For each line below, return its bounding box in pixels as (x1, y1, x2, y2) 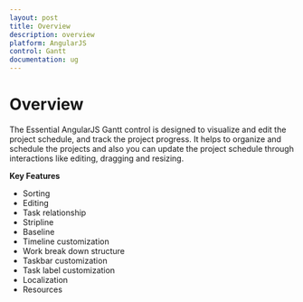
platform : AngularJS (9, 38, 88, 48)
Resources (22, 284, 63, 295)
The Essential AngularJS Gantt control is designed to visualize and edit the (9, 124, 287, 135)
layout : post (9, 13, 59, 23)
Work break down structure (22, 245, 125, 256)
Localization (22, 274, 69, 285)
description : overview (9, 30, 95, 39)
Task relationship (22, 207, 87, 218)
